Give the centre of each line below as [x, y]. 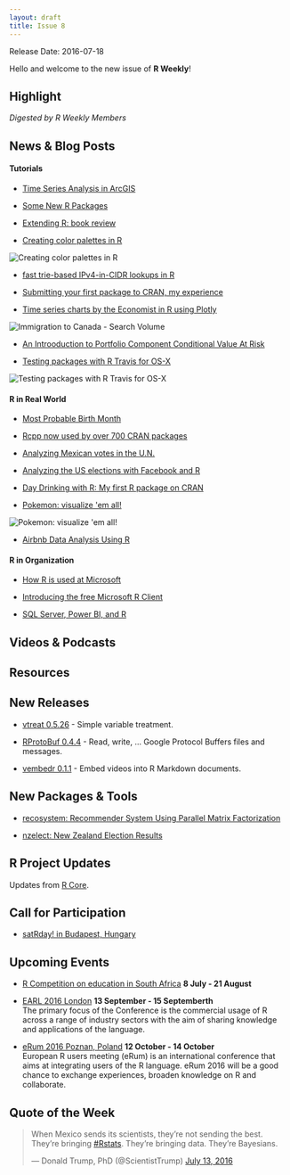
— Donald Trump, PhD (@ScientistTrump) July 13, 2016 [132, 1161]
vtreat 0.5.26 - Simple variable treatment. [97, 724]
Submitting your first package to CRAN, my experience [123, 292]
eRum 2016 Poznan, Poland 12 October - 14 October [118, 1047]
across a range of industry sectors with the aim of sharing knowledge [149, 1020]
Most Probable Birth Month [72, 419]
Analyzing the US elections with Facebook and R [111, 471]
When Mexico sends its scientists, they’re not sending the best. [147, 1134]
